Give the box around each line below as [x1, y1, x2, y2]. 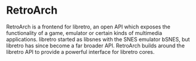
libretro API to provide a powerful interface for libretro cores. [6, 48, 155, 55]
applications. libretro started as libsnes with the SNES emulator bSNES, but [6, 36, 190, 43]
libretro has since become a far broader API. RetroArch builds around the [6, 42, 185, 49]
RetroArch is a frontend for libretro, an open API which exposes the [6, 23, 171, 30]
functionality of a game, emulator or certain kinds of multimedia [6, 29, 163, 36]
